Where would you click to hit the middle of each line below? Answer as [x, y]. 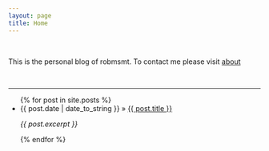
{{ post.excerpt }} [49, 124]
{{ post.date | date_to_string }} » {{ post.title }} [96, 108]
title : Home [28, 23]
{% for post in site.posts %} [66, 100]
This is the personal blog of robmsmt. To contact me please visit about [125, 62]
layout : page [30, 16]
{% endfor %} [43, 139]
